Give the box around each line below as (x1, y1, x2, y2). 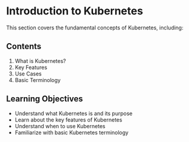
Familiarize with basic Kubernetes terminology (14, 129, 129, 136)
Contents (6, 41, 42, 52)
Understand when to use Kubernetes (14, 122, 106, 129)
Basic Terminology (14, 76, 61, 83)
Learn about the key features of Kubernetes (14, 116, 122, 123)
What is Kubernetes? (14, 57, 66, 64)
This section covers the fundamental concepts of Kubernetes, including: (6, 24, 184, 31)
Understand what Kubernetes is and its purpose (14, 110, 133, 117)
